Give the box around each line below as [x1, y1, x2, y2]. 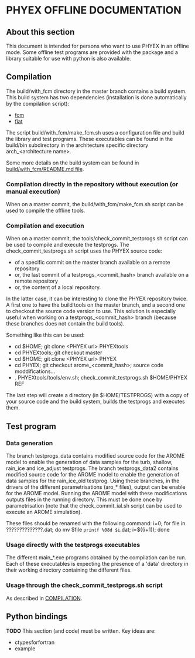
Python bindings [6, 612, 68, 622]
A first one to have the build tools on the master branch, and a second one [6, 301, 186, 308]
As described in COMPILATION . [6, 595, 83, 602]
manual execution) [6, 187, 60, 196]
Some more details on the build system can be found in [6, 159, 139, 166]
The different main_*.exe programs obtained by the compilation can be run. [6, 554, 186, 561]
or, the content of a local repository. [14, 284, 101, 291]
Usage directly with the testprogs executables [6, 541, 141, 549]
